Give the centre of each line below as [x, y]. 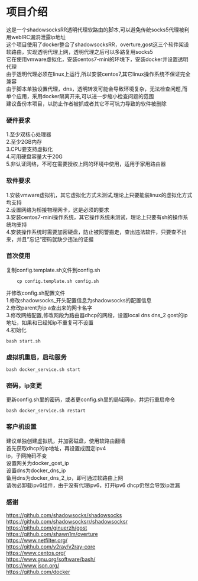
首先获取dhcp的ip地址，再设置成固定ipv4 [56, 448]
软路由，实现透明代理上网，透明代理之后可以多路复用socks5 [80, 51]
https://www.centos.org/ [36, 553]
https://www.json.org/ [33, 566]
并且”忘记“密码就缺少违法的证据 [55, 239]
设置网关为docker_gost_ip [38, 463]
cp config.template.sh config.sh [58, 281]
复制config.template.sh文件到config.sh [53, 270]
